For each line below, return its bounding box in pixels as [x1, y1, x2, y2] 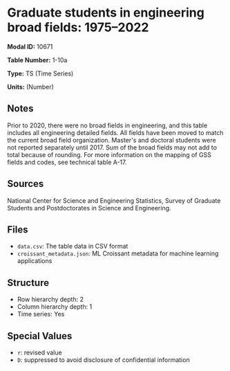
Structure [7, 277, 50, 289]
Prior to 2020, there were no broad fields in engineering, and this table [7, 121, 208, 129]
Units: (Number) [7, 82, 54, 91]
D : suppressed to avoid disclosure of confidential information [17, 356, 190, 364]
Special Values [7, 330, 73, 342]
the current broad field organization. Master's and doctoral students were [7, 136, 216, 144]
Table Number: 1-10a [7, 55, 68, 64]
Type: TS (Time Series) [7, 69, 74, 78]
